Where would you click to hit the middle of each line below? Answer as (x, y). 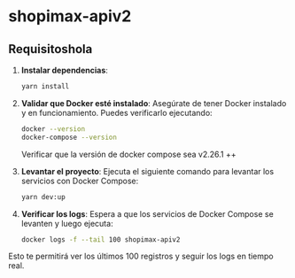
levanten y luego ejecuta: (67, 223)
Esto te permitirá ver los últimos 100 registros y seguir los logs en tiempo (141, 256)
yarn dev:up (43, 197)
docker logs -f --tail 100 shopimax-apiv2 (101, 239)
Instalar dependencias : (64, 70)
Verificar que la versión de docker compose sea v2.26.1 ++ (128, 154)
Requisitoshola (50, 49)
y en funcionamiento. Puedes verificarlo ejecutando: (117, 112)
